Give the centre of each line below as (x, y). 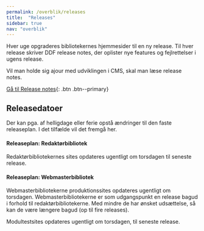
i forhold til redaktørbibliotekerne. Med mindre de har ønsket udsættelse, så (101, 204)
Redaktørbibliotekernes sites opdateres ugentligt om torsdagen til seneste (99, 157)
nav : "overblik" (27, 29)
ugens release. (25, 59)
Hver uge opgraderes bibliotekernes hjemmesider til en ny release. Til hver (100, 46)
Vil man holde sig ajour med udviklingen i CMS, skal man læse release (94, 71)
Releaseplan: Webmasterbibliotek (50, 177)
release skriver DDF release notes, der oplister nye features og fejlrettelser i (101, 53)
